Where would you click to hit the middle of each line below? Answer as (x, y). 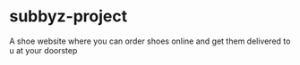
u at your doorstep (43, 50)
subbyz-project (69, 16)
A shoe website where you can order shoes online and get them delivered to (150, 41)
